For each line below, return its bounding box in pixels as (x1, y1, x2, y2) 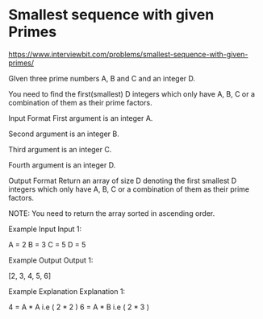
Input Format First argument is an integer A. (8, 113, 153, 122)
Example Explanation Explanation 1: (8, 286, 126, 296)
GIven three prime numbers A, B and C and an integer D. (8, 73, 196, 83)
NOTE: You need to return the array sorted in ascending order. (8, 208, 215, 218)
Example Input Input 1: (8, 224, 82, 234)
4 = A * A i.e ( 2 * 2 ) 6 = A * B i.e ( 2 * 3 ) (8, 302, 150, 312)
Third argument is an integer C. (8, 144, 112, 154)
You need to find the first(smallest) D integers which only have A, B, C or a (8, 89, 256, 98)
